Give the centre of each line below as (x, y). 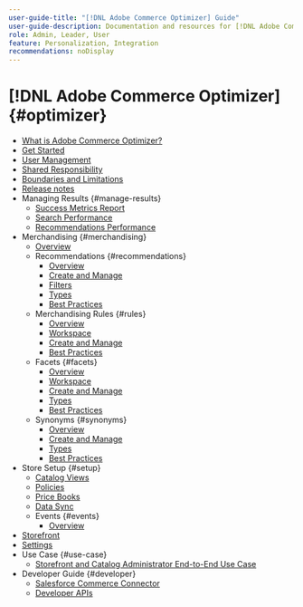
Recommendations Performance (95, 227)
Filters (60, 285)
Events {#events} (67, 516)
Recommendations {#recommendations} (111, 256)
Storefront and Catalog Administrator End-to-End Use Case (146, 564)
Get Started (43, 150)
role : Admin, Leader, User (59, 34)
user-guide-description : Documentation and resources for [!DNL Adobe (144, 26)
